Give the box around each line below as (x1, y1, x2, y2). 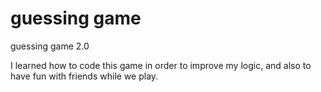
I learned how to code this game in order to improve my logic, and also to (10, 59, 312, 71)
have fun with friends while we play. (10, 70, 159, 82)
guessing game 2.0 (10, 40, 90, 52)
